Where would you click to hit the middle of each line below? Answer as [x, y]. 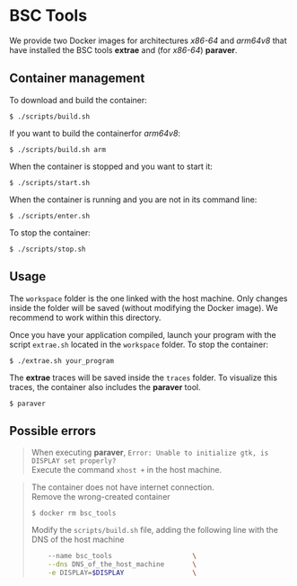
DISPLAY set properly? [74, 461]
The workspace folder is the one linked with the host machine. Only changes [148, 298]
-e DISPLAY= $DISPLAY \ [122, 573]
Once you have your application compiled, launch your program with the [143, 334]
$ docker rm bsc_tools [74, 513]
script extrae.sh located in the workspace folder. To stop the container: [139, 344]
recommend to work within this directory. [85, 317]
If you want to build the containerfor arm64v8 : [95, 133]
